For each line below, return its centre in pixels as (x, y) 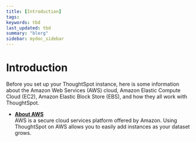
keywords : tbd (23, 22)
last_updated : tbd (28, 28)
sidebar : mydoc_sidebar (35, 39)
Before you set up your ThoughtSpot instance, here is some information (93, 84)
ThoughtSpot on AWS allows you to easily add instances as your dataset (102, 126)
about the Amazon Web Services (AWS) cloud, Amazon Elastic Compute (93, 90)
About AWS (29, 114)
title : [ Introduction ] (34, 11)
